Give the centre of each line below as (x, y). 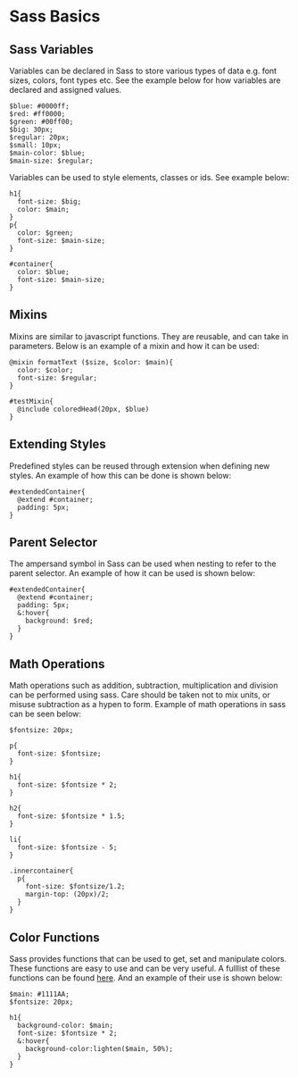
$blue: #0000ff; (39, 106)
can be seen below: (46, 714)
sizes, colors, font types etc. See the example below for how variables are (145, 80)
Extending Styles (58, 444)
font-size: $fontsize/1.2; (75, 887)
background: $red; (59, 621)
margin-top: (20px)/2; (67, 895)
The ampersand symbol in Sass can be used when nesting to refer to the (143, 564)
